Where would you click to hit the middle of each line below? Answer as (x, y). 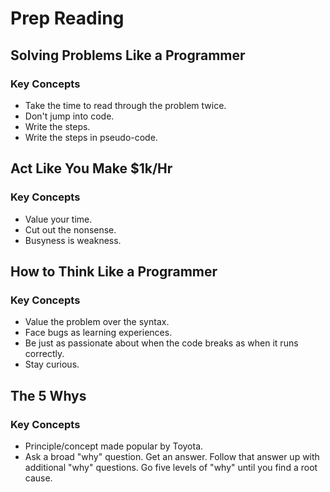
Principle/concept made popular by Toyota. (114, 446)
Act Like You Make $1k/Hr (91, 168)
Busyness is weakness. (73, 240)
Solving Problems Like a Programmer (128, 55)
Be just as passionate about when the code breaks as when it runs (161, 343)
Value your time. (58, 219)
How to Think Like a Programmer (114, 271)
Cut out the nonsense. (70, 229)
